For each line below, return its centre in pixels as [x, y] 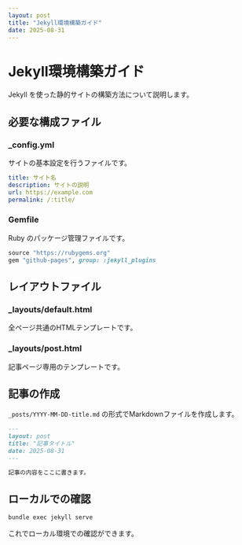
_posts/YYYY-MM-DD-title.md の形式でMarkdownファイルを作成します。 [123, 414]
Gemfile [24, 219]
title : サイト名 [32, 178]
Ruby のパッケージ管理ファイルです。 [69, 238]
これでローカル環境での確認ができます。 [73, 534]
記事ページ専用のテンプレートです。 [66, 366]
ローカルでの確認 [49, 499]
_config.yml [31, 145]
